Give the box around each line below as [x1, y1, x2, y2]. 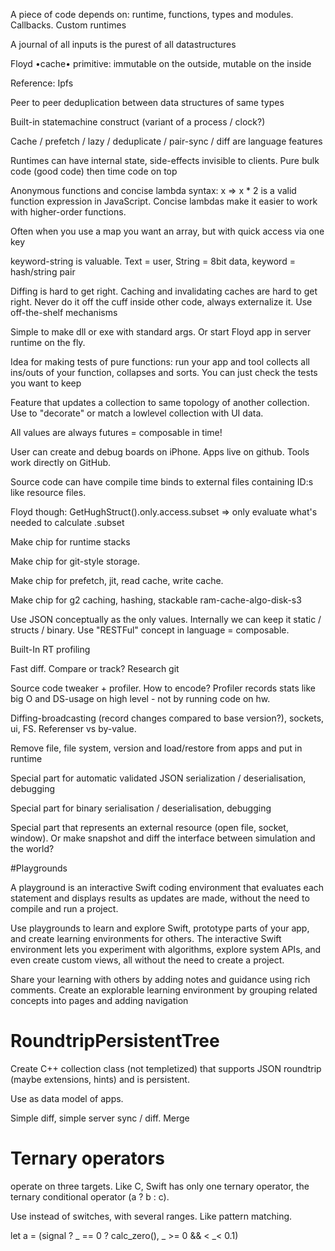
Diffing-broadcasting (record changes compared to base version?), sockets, [10, 712, 325, 724]
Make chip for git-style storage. [10, 555, 141, 567]
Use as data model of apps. [10, 1092, 124, 1104]
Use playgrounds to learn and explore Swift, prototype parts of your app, [10, 922, 310, 934]
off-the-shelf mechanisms [10, 307, 118, 318]
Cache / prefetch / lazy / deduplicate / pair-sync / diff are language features [10, 135, 323, 147]
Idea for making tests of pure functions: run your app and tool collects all [10, 356, 310, 368]
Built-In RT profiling [10, 644, 91, 655]
